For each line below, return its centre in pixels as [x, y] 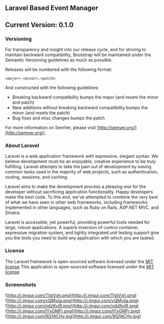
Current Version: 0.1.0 [39, 25]
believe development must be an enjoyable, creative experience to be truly [81, 161]
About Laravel [22, 146]
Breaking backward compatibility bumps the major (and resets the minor [85, 97]
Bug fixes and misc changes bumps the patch [58, 118]
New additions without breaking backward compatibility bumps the [80, 108]
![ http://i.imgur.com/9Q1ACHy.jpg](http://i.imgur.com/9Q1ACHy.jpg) [73, 316]
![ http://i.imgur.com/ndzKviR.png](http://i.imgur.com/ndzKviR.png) [72, 306]
